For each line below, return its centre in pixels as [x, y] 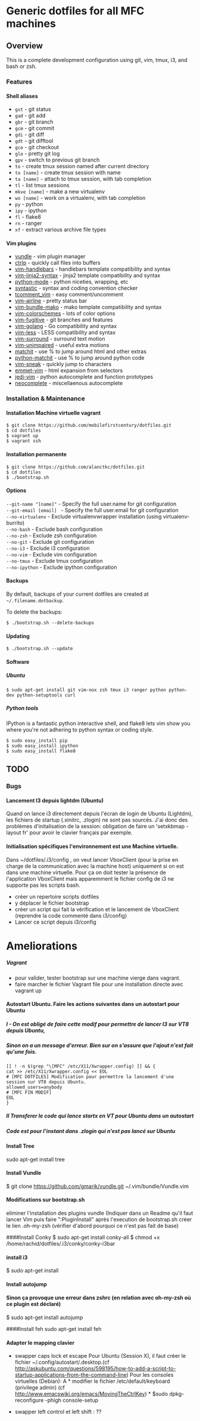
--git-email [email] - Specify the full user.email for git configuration [92, 510]
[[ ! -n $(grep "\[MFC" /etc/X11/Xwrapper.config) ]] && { [81, 1066]
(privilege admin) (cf [40, 1388]
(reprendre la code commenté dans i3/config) [71, 915]
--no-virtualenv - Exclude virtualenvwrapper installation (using [84, 516]
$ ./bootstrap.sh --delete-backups [50, 623]
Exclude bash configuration [69, 529]
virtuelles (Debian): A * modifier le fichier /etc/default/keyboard [93, 1381]
